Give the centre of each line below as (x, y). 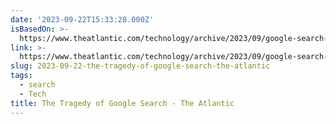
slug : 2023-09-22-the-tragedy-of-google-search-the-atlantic (140, 66)
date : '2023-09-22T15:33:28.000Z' (82, 19)
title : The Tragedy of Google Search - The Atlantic (122, 103)
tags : (21, 76)
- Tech (33, 94)
